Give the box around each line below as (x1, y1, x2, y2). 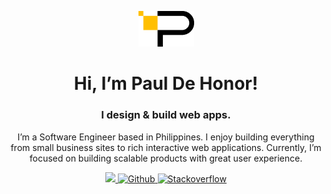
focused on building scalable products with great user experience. (29, 152, 303, 164)
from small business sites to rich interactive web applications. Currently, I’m (10, 141, 322, 153)
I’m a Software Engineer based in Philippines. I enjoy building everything (17, 131, 315, 143)
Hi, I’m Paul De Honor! (73, 72, 259, 95)
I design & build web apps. (101, 108, 231, 122)
